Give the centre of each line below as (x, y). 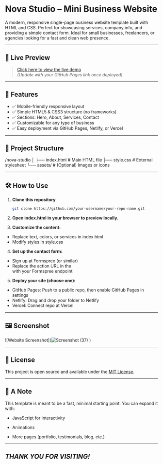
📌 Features (22, 95)
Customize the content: (36, 228)
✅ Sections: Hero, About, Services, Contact (56, 117)
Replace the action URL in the (41, 266)
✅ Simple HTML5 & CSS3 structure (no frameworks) (64, 112)
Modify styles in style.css (37, 242)
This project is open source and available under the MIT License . (70, 372)
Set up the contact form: (37, 251)
